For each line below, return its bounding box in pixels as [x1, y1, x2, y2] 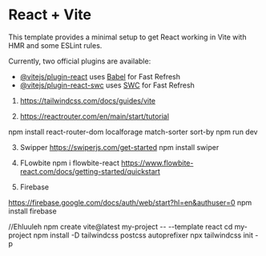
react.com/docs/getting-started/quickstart [19, 166, 160, 176]
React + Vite [8, 6, 92, 24]
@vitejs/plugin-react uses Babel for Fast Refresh [19, 71, 181, 81]
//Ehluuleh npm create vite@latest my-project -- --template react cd [8, 221, 233, 231]
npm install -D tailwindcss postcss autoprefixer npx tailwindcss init [33, 230, 254, 240]
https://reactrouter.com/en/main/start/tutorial [19, 111, 170, 121]
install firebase [8, 206, 58, 216]
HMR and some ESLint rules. [8, 40, 103, 50]
